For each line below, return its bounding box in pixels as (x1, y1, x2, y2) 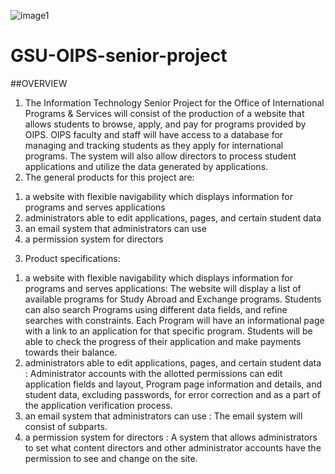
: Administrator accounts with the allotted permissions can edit (24, 367, 283, 379)
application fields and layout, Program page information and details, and (24, 378, 322, 390)
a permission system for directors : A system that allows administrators (24, 431, 318, 443)
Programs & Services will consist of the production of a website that (24, 107, 305, 119)
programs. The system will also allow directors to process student (24, 150, 297, 162)
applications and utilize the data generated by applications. (24, 160, 269, 172)
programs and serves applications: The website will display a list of (24, 282, 302, 294)
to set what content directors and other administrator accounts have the (24, 441, 322, 454)
